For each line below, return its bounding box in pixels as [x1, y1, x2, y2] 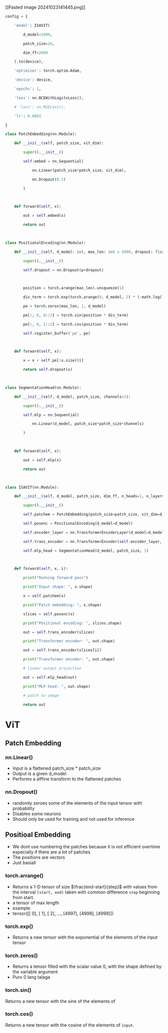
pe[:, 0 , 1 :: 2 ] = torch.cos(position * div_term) [23, 322, 128, 327]
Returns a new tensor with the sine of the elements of [5, 998, 116, 1004]
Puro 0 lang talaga [12, 974, 50, 980]
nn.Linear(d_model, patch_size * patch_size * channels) [31, 421, 144, 426]
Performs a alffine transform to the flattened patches [12, 776, 121, 782]
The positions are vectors [12, 854, 65, 860]
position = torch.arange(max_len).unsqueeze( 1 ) [23, 285, 124, 290]
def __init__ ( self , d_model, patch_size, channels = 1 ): [14, 394, 131, 399]
